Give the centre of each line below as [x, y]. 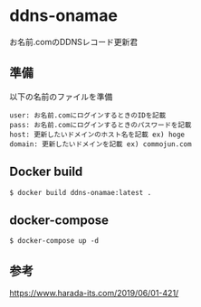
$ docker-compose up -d [54, 241]
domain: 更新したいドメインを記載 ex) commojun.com [100, 144]
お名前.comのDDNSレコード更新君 [74, 42]
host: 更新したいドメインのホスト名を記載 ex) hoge [97, 135]
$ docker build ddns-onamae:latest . [81, 192]
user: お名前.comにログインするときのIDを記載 [88, 115]
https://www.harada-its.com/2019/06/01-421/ [94, 293]
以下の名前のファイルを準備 [61, 97]
